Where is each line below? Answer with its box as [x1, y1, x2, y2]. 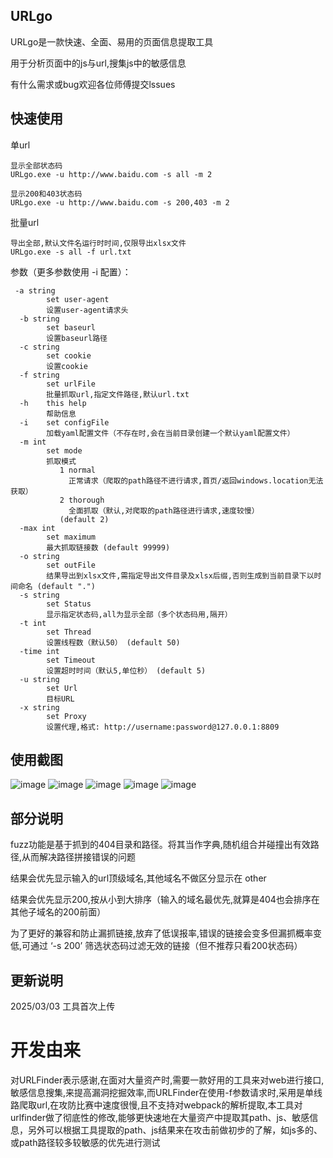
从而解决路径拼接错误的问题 [21, 851, 137, 863]
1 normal [59, 465, 97, 475]
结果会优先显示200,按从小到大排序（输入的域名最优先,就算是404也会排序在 [10, 894, 320, 906]
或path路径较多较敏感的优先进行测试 [10, 1137, 161, 1148]
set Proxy [46, 711, 87, 721]
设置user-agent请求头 [46, 305, 129, 315]
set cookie [46, 350, 92, 361]
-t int [19, 618, 47, 628]
